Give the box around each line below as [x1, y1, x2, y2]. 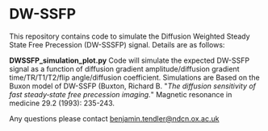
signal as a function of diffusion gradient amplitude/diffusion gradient [9, 63, 240, 73]
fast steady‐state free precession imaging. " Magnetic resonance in [9, 89, 232, 99]
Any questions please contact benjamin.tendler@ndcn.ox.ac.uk [9, 113, 220, 123]
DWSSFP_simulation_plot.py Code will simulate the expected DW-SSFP [9, 55, 249, 65]
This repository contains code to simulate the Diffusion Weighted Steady [9, 31, 250, 41]
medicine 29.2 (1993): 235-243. [9, 98, 115, 108]
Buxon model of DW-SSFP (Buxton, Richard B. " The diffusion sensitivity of [9, 81, 257, 91]
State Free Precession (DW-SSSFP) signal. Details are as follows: [9, 39, 225, 49]
